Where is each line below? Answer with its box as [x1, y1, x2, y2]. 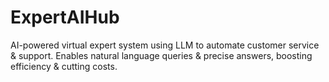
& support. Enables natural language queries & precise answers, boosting [10, 49, 313, 61]
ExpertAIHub [10, 6, 120, 29]
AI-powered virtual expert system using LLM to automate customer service [10, 39, 320, 51]
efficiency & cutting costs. [10, 60, 118, 72]
